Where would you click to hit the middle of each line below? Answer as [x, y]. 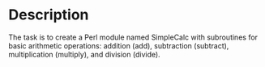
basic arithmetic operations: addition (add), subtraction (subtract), [119, 45]
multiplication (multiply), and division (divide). [84, 54]
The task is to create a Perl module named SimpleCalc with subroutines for [133, 37]
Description [49, 15]
